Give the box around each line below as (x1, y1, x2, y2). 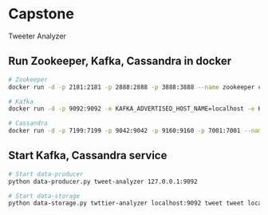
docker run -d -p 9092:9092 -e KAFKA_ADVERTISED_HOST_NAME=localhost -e (8, 105, 255, 113)
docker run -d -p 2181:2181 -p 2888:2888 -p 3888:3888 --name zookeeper (8, 83, 255, 91)
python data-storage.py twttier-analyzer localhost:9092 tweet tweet (8, 199, 245, 208)
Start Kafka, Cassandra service (8, 149, 167, 162)
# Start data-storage (8, 192, 81, 200)
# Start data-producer (8, 169, 84, 178)
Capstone (8, 5, 74, 23)
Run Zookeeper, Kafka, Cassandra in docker (8, 54, 232, 68)
